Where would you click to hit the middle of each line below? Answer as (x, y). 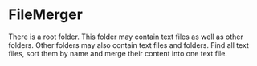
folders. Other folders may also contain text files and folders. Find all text (128, 45)
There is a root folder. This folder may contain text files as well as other (126, 37)
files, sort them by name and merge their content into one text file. (118, 53)
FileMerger (45, 15)
